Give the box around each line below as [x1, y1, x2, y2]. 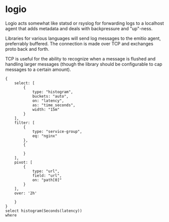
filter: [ [14, 120, 35, 125]
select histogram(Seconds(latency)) [5, 208, 82, 213]
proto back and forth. [5, 46, 49, 52]
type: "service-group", [32, 129, 82, 134]
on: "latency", [32, 98, 65, 103]
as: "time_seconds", [32, 102, 76, 108]
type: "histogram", [32, 89, 73, 94]
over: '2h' [14, 190, 37, 196]
